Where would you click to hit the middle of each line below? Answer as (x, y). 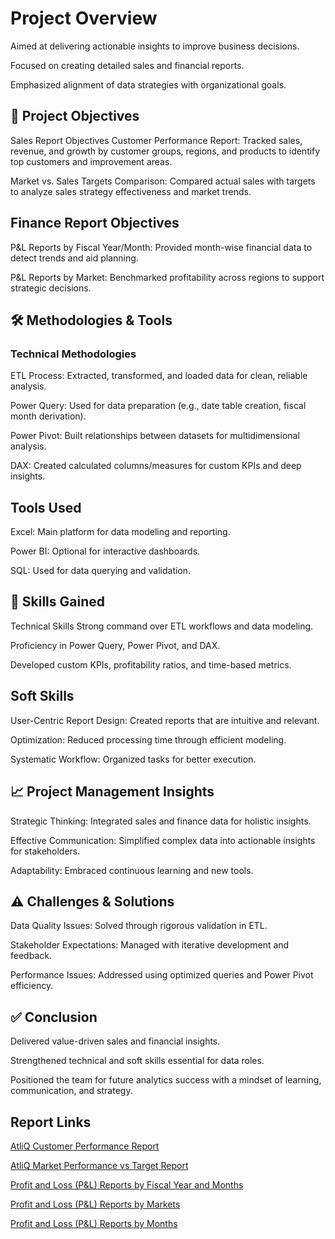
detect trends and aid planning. (74, 258)
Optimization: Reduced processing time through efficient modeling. (148, 739)
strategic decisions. (51, 288)
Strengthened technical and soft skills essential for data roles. (137, 1061)
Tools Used (46, 507)
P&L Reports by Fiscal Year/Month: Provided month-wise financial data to (161, 247)
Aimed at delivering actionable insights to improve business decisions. (155, 46)
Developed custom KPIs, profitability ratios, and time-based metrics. (151, 664)
